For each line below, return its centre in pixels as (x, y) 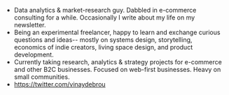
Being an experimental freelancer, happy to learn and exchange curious (117, 32)
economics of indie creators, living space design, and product (103, 47)
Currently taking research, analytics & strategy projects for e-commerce (118, 62)
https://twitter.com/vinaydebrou (60, 84)
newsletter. (30, 25)
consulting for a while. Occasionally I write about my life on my (104, 17)
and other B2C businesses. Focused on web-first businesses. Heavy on (117, 70)
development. (34, 54)
